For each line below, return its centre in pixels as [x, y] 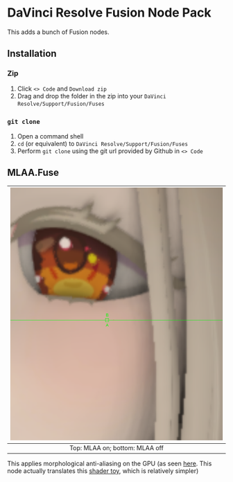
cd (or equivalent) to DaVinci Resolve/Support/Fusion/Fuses [103, 143]
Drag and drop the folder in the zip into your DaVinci [92, 96]
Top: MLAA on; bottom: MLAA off [116, 448]
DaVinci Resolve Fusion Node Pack [109, 13]
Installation [32, 54]
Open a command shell [50, 136]
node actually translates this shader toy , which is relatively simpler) [103, 471]
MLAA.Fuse [33, 173]
